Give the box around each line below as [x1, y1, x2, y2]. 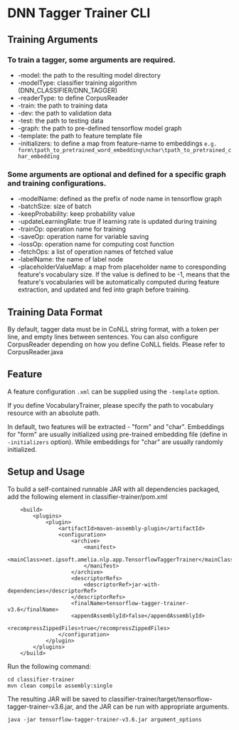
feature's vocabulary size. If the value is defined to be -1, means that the [17, 270, 230, 279]
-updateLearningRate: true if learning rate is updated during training [17, 217, 217, 226]
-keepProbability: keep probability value [17, 210, 135, 218]
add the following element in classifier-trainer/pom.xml [7, 492, 168, 500]
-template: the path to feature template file [17, 131, 142, 140]
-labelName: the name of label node [17, 255, 124, 264]
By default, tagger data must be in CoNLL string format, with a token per [7, 324, 219, 333]
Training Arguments [7, 34, 98, 46]
